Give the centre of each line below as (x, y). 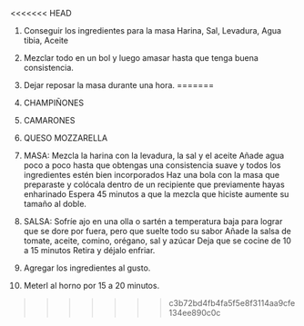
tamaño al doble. (55, 204)
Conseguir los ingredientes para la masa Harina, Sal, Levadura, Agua (152, 30)
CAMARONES (49, 120)
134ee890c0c (195, 313)
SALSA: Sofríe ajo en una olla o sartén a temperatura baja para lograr (153, 221)
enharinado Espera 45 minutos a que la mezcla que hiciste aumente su (156, 194)
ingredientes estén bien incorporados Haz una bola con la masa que (152, 175)
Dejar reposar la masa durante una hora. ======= (119, 85)
